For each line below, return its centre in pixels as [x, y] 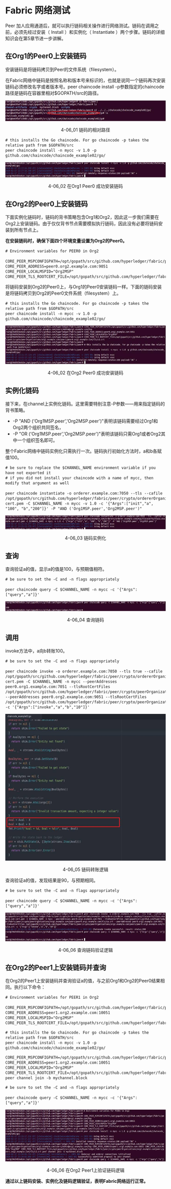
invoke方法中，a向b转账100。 [36, 651]
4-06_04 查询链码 [85, 620]
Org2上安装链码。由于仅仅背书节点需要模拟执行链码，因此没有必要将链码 [82, 223]
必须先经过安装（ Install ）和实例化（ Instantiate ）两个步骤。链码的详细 [90, 32]
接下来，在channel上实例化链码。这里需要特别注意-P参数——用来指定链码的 [85, 404]
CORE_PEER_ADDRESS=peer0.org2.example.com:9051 [57, 266]
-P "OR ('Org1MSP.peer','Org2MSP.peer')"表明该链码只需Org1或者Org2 [87, 434]
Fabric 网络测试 [38, 10]
